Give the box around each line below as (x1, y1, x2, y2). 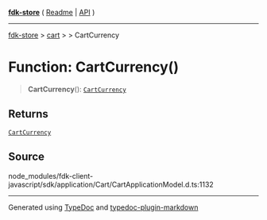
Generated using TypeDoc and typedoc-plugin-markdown (8, 203, 199, 212)
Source (8, 150, 45, 164)
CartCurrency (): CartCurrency (27, 84, 127, 94)
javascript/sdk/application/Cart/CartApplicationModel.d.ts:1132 (8, 179, 215, 189)
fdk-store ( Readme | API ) (8, 8, 95, 17)
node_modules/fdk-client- (8, 171, 94, 180)
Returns (8, 107, 49, 121)
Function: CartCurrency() (8, 58, 179, 76)
